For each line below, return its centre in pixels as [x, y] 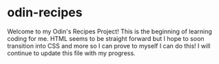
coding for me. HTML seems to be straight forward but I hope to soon [106, 38]
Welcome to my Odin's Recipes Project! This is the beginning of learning [109, 31]
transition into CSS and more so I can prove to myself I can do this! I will [109, 46]
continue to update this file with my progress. [71, 53]
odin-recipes [45, 13]
